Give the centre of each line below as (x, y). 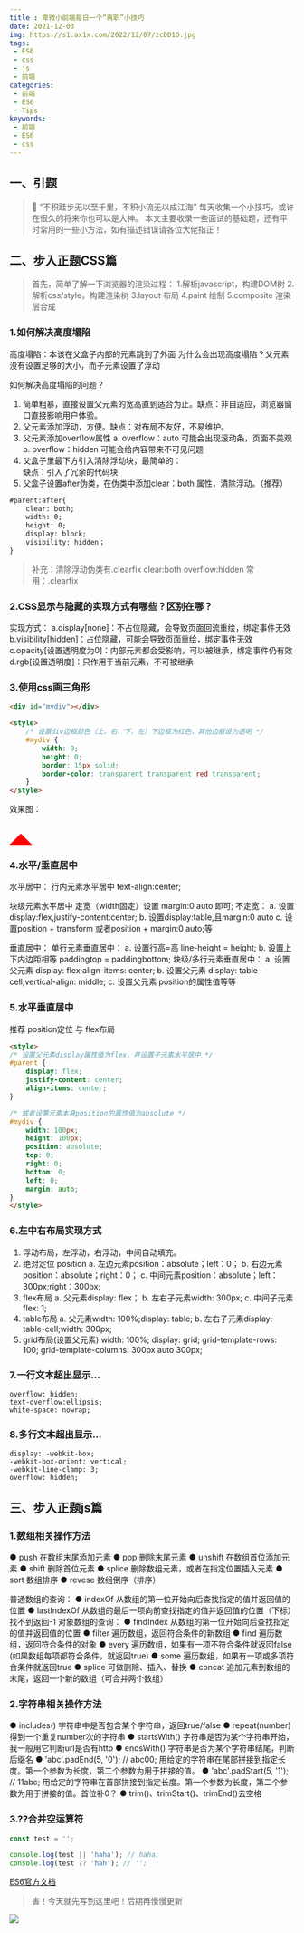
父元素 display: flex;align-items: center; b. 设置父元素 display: (123, 971)
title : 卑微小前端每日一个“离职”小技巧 (77, 18)
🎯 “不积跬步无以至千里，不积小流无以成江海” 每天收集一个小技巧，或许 (163, 207)
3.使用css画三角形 (50, 688)
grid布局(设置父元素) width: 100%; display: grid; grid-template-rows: (150, 1339)
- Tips (26, 111)
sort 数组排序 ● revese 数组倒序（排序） (85, 1580)
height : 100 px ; (54, 1138)
